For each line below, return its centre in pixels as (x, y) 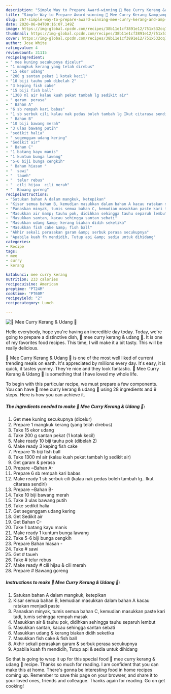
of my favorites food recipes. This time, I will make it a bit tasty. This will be (84, 342)
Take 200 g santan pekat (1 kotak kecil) (54, 435)
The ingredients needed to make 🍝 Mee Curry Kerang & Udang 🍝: (76, 406)
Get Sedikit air (28, 516)
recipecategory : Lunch (30, 303)
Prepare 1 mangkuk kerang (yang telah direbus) (63, 424)
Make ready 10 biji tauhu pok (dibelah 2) (55, 441)
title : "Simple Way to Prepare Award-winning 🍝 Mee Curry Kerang (76, 15)
